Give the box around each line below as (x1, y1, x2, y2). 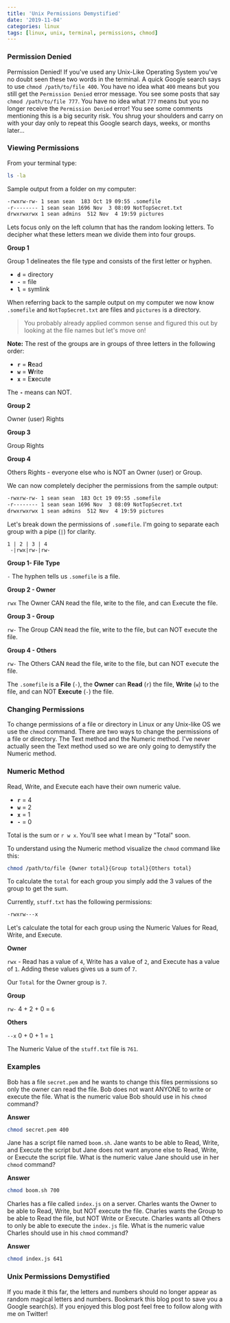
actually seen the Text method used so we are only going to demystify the (7, 742, 216, 751)
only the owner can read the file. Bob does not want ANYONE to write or (7, 1085, 211, 1093)
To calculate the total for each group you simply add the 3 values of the (7, 877, 212, 885)
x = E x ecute (16, 375, 51, 383)
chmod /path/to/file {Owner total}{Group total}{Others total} (7, 865, 192, 872)
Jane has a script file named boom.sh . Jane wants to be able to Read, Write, (7, 1139, 220, 1147)
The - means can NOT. (7, 388, 72, 396)
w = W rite (16, 367, 44, 376)
